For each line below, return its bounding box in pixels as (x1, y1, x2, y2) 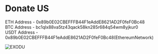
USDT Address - (5, 29, 38, 35)
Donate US (5, 3, 49, 14)
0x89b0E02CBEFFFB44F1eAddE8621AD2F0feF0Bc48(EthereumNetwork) (5, 35, 154, 40)
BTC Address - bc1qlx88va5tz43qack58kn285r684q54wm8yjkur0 (5, 24, 138, 30)
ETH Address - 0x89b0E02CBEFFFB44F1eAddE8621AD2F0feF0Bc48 (5, 19, 145, 25)
